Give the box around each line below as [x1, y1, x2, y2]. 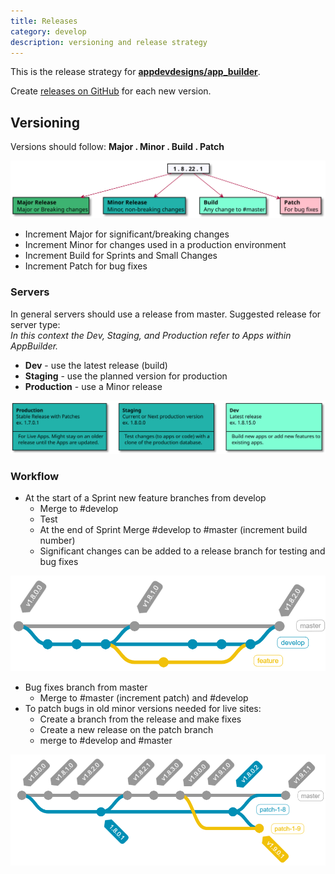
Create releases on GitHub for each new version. [10, 85, 212, 97]
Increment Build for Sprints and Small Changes [24, 250, 218, 262]
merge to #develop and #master [39, 735, 173, 747]
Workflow [10, 469, 60, 483]
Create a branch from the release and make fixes [39, 713, 242, 725]
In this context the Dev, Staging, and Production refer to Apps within [10, 329, 292, 341]
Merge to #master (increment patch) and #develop [39, 692, 249, 704]
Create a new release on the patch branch [39, 724, 214, 736]
